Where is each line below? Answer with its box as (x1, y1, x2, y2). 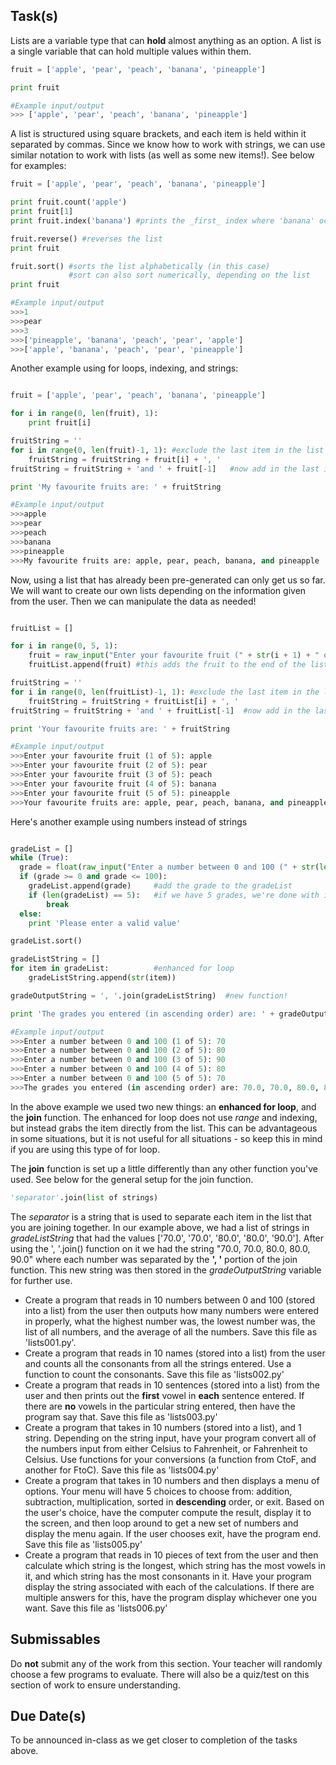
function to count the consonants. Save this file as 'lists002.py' (24, 1368, 285, 1380)
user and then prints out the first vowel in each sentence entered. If (24, 1389, 305, 1401)
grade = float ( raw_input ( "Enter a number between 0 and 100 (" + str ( (19, 862, 320, 873)
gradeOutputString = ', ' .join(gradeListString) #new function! (10, 990, 288, 1001)
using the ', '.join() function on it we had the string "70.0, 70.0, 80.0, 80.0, (10, 1242, 311, 1254)
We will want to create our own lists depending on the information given (10, 584, 307, 596)
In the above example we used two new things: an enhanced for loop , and (10, 1100, 317, 1113)
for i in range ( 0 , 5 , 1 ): (10, 641, 118, 651)
